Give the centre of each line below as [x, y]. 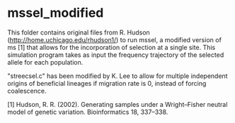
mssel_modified [56, 13]
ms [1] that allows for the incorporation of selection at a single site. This [111, 47]
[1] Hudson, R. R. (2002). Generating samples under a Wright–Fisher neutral [117, 104]
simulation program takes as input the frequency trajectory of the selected [116, 55]
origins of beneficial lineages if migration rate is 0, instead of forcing [107, 83]
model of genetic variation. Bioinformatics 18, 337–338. [88, 112]
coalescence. [27, 91]
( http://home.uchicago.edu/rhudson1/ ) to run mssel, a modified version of [114, 39]
